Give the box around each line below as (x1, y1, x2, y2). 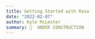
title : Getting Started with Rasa (6, 8, 90, 14)
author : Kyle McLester (6, 19, 61, 25)
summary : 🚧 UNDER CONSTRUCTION (6, 24, 84, 30)
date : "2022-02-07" (6, 14, 53, 19)
